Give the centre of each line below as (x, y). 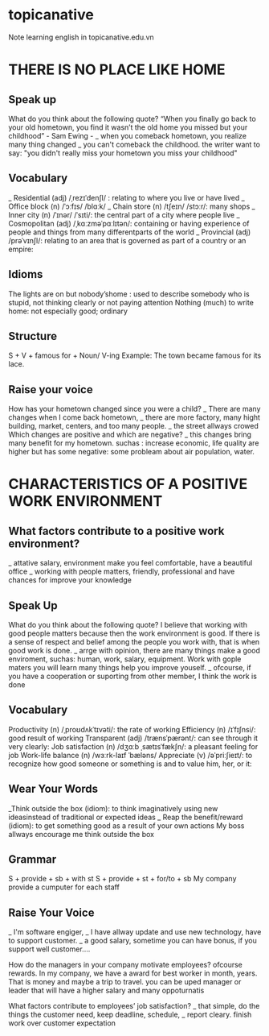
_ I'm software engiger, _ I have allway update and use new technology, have (135, 932)
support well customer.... (49, 949)
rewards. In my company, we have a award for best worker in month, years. (133, 973)
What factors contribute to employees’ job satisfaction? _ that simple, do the (134, 1006)
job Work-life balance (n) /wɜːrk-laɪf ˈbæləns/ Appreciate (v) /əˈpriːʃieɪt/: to (130, 755)
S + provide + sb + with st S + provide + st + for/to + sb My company (122, 879)
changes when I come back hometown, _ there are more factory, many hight (134, 417)
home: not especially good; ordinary (68, 311)
